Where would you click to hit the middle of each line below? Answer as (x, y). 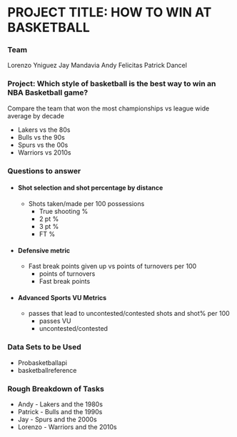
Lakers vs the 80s (44, 130)
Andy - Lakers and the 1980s (60, 404)
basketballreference (47, 370)
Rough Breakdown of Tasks (56, 389)
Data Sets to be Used (44, 347)
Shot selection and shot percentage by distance (90, 188)
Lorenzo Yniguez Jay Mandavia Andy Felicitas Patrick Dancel (97, 66)
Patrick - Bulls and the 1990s (60, 411)
